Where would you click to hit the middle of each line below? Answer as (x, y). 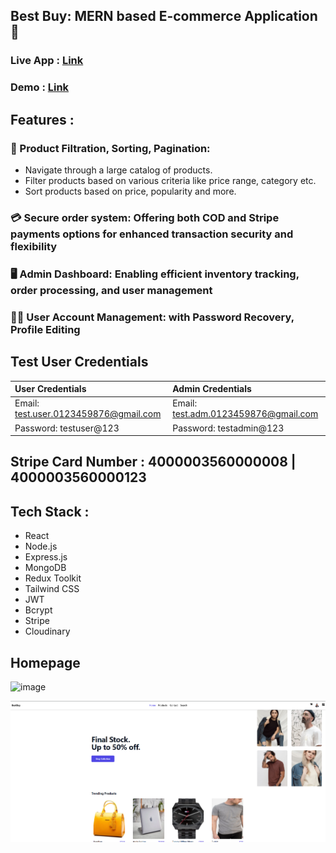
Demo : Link (40, 87)
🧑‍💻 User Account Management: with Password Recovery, (152, 317)
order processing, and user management (111, 290)
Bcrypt (38, 610)
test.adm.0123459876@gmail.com (245, 414)
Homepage (45, 662)
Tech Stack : (50, 511)
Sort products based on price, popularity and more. (130, 191)
